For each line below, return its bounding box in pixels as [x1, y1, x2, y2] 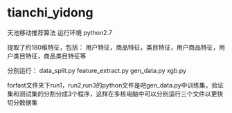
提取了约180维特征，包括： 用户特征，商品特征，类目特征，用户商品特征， [7, 43, 220, 51]
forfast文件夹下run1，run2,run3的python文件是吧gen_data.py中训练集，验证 [7, 81, 224, 89]
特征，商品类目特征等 [25, 52, 87, 60]
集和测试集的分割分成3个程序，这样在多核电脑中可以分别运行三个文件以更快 [7, 90, 224, 98]
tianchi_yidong [7, 5, 93, 21]
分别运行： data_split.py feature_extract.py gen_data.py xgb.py [7, 66, 187, 74]
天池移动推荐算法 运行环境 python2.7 [7, 28, 113, 37]
